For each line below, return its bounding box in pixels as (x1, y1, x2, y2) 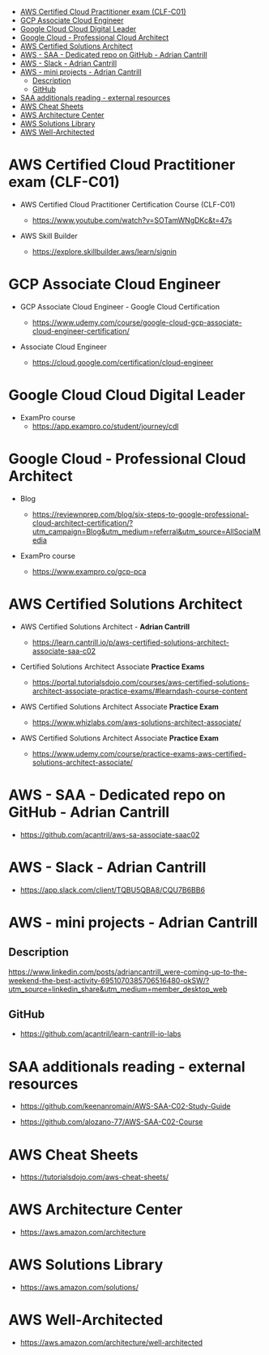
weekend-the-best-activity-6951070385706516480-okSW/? (8, 975, 210, 985)
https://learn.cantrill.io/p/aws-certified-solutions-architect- (32, 637, 229, 647)
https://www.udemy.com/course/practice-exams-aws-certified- (32, 748, 247, 758)
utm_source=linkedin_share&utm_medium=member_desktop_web (8, 984, 228, 994)
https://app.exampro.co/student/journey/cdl (32, 421, 179, 431)
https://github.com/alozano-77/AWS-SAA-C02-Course (19, 1117, 203, 1127)
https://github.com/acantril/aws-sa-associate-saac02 (19, 829, 200, 839)
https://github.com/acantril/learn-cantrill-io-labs (19, 1029, 181, 1039)
